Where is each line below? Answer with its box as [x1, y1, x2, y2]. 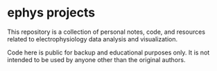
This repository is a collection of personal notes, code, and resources [7, 28, 206, 36]
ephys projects [7, 5, 96, 21]
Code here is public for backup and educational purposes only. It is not [7, 48, 210, 57]
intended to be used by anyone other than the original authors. [7, 55, 186, 63]
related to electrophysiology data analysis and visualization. [7, 34, 178, 43]
